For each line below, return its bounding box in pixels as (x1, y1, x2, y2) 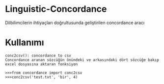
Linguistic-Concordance (5, 3, 107, 15)
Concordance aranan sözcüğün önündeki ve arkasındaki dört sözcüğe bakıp (5, 57, 160, 62)
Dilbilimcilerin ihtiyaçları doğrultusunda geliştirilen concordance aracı (5, 20, 145, 26)
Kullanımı (5, 37, 44, 48)
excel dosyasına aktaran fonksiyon (5, 61, 78, 67)
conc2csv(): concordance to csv (5, 53, 71, 58)
